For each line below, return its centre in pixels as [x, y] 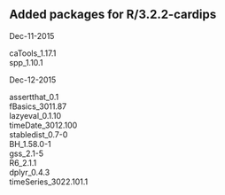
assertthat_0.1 [34, 97]
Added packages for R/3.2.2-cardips [113, 15]
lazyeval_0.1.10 [35, 115]
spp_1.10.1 [26, 62]
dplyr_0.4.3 [30, 172]
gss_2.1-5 [27, 153]
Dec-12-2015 [33, 80]
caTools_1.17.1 [33, 53]
